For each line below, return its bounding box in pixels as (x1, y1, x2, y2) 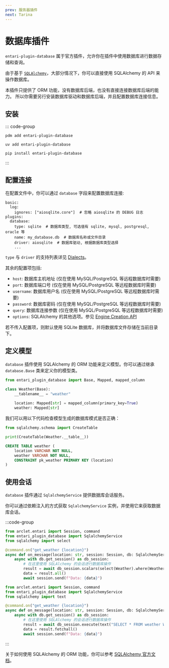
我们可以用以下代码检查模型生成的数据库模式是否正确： (5, 415, 120, 421)
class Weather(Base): (5, 387, 51, 392)
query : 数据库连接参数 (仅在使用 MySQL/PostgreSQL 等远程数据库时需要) (12, 307, 163, 313)
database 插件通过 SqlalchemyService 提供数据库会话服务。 (5, 492, 127, 498)
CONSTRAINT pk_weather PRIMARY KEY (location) (14, 458, 114, 463)
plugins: (5, 214, 24, 220)
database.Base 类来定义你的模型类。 (5, 367, 80, 373)
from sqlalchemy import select (5, 538, 71, 543)
